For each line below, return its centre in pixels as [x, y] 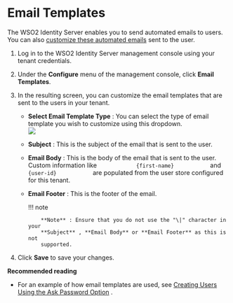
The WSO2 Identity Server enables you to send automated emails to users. [115, 32]
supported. [56, 244]
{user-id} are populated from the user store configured [125, 172]
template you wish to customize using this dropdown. [105, 123]
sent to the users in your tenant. [64, 102]
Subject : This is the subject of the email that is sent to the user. [120, 144]
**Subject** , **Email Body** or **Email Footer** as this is [134, 232]
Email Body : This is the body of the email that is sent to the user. [122, 157]
